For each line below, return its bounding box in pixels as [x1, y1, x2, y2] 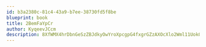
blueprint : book [6, 15, 48, 21]
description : [6, 32, 40, 38]
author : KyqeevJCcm [6, 26, 56, 32]
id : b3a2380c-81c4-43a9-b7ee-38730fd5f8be [6, 9, 116, 15]
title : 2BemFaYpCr [6, 20, 53, 26]
